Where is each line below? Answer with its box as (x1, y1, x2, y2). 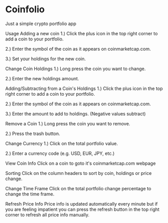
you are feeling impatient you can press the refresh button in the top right (5, 206, 160, 212)
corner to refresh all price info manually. (5, 211, 89, 218)
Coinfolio (5, 4, 45, 15)
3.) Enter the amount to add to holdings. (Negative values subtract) (5, 110, 146, 117)
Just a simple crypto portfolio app (5, 20, 77, 27)
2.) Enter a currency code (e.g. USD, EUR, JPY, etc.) (5, 150, 115, 157)
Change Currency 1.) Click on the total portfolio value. (5, 140, 118, 146)
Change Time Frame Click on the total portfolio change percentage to (5, 185, 152, 191)
